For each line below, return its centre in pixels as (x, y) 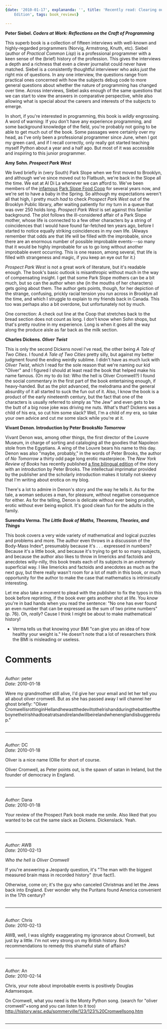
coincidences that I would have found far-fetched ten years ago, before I (80, 226)
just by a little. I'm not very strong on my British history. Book (67, 941)
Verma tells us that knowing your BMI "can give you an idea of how (81, 629)
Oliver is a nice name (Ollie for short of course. (53, 760)
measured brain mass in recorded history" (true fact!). (60, 875)
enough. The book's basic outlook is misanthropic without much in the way (82, 272)
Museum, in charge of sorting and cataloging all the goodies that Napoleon (82, 443)
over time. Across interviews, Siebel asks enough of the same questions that (83, 90)
